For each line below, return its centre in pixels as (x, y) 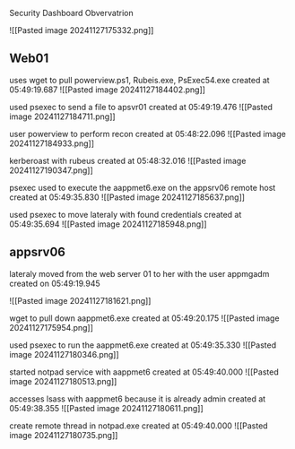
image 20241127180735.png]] (64, 435)
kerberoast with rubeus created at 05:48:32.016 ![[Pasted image (128, 160)
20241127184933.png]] (52, 143)
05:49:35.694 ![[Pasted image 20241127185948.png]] (108, 224)
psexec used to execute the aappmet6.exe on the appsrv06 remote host (143, 187)
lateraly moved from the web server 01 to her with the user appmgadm (139, 273)
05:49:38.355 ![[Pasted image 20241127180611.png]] (106, 408)
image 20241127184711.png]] (62, 117)
